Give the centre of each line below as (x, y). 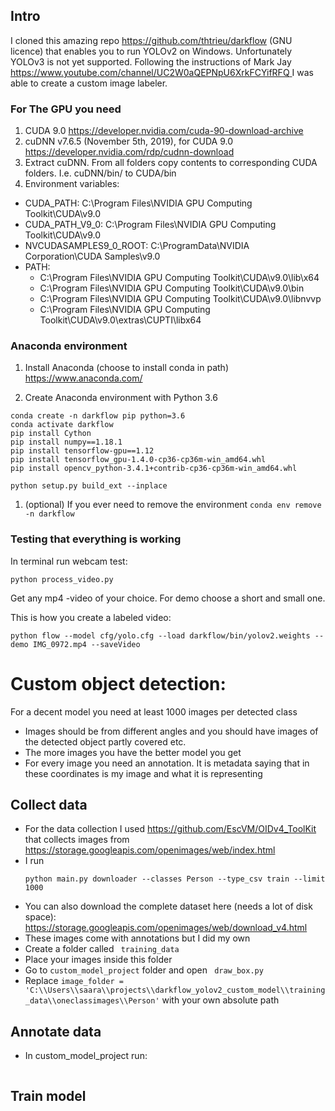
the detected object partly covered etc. (105, 741)
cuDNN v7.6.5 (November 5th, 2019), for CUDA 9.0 (128, 141)
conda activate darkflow (62, 425)
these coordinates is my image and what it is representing (143, 773)
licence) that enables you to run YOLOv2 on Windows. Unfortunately (151, 51)
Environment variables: (72, 184)
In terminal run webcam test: (69, 561)
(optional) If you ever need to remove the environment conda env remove (173, 505)
